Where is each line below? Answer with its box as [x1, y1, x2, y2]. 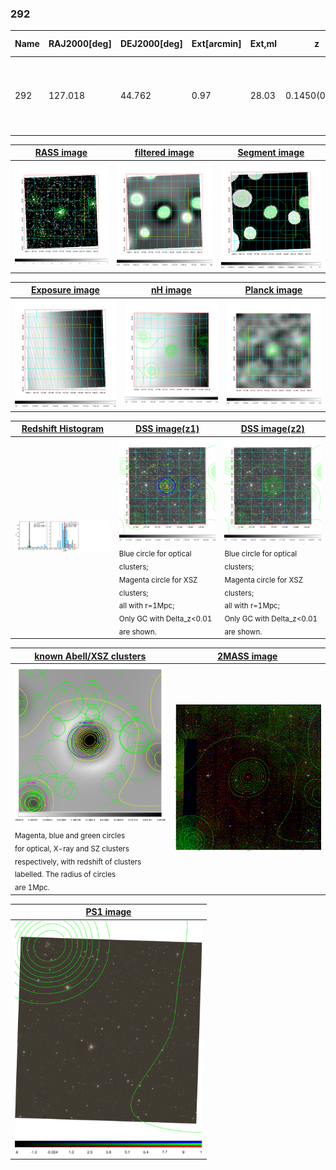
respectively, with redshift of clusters [14, 857, 142, 867]
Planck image [244, 284, 303, 296]
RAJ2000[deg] [48, 38, 112, 50]
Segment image [237, 147, 305, 159]
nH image [150, 284, 192, 296]
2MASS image [217, 650, 278, 662]
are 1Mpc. [14, 883, 50, 893]
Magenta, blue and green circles [14, 830, 126, 841]
